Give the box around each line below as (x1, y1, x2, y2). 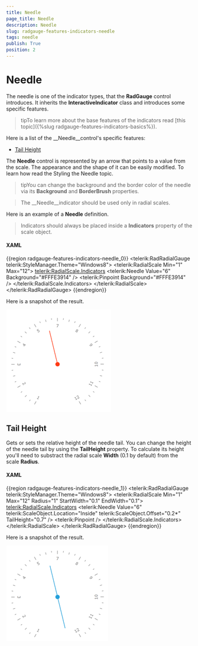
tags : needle (6, 34, 38, 41)
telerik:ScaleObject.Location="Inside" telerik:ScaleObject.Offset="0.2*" (6, 510, 181, 517)
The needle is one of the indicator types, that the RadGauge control (6, 92, 171, 100)
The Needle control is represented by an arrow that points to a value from (6, 157, 186, 164)
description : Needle (6, 22, 57, 28)
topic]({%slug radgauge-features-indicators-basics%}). (20, 123, 157, 130)
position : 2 (6, 47, 35, 53)
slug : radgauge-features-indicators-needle (6, 28, 115, 34)
